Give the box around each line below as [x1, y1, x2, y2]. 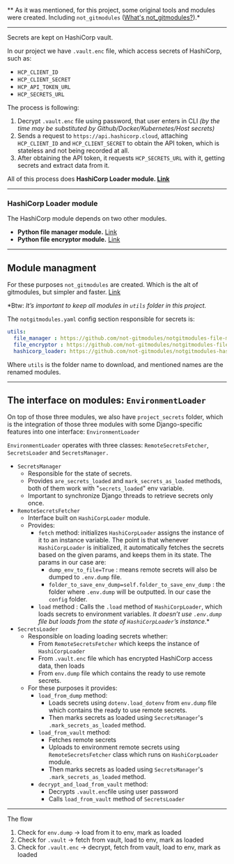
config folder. [48, 595, 88, 604]
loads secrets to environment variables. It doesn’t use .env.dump [38, 610, 222, 618]
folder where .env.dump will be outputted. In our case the [48, 588, 211, 596]
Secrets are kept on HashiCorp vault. [7, 33, 114, 41]
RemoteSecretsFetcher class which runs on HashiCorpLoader [48, 751, 219, 759]
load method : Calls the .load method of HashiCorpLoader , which [38, 602, 223, 611]
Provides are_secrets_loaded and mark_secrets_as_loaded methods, [27, 477, 223, 485]
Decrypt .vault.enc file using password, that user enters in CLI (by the [17, 117, 220, 125]
